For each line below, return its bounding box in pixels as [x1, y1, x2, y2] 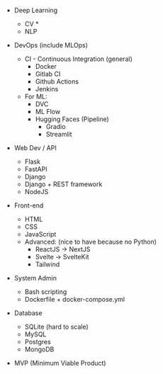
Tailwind [35, 260, 60, 268]
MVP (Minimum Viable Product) [13, 359, 106, 367]
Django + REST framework [24, 180, 103, 188]
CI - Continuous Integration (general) [24, 55, 133, 63]
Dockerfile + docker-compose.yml [24, 295, 125, 303]
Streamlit [45, 130, 72, 138]
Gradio [45, 123, 66, 130]
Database [13, 309, 43, 317]
